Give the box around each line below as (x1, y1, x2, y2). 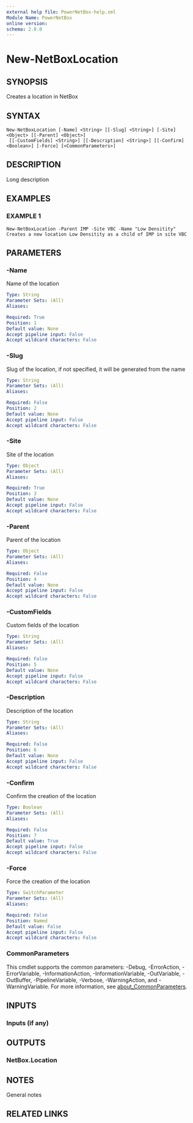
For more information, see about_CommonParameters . (51, 983, 188, 990)
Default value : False (6, 923, 62, 930)
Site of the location (6, 450, 54, 458)
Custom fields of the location (6, 622, 79, 629)
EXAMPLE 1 (6, 212, 42, 220)
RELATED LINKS (6, 1109, 68, 1119)
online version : (6, 20, 48, 26)
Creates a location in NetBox (6, 93, 78, 100)
